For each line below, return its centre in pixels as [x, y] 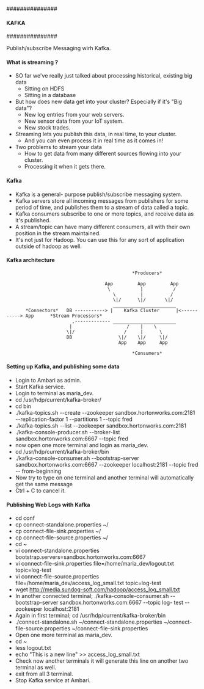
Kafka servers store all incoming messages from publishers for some [102, 200]
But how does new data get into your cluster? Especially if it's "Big [98, 102]
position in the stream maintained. [58, 233]
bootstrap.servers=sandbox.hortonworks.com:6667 [80, 557]
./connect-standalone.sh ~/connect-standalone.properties [89, 622]
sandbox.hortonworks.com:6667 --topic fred [71, 439]
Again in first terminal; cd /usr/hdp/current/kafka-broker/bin [90, 616]
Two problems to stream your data [58, 147]
